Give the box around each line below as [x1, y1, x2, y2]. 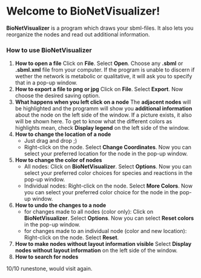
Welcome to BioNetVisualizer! [6, 4, 160, 18]
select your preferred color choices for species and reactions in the [24, 169, 193, 177]
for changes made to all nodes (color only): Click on [24, 208, 154, 215]
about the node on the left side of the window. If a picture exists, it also [15, 111, 192, 119]
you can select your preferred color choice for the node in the [24, 189, 179, 196]
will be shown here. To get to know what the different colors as [15, 118, 173, 125]
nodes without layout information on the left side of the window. [15, 247, 178, 254]
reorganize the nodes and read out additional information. [6, 30, 150, 38]
